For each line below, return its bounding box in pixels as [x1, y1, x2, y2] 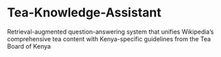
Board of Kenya [7, 42, 51, 50]
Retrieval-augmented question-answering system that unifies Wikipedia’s [7, 27, 214, 36]
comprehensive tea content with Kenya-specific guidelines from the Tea [7, 34, 211, 43]
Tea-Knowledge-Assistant [7, 5, 161, 21]
